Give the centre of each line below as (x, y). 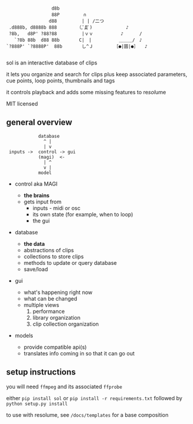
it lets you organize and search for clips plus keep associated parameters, (97, 74)
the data (34, 244)
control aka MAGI (36, 184)
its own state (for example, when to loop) (83, 214)
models (24, 335)
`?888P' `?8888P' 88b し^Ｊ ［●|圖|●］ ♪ (77, 47)
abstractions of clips (49, 250)
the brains (36, 195)
